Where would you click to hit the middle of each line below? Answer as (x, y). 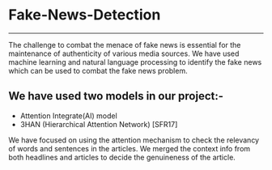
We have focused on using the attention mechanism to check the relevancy (134, 140)
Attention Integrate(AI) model (68, 116)
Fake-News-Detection (85, 15)
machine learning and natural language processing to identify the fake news (135, 62)
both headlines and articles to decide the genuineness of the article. (122, 157)
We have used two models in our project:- (116, 96)
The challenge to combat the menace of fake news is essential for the (125, 45)
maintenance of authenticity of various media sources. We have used (124, 53)
